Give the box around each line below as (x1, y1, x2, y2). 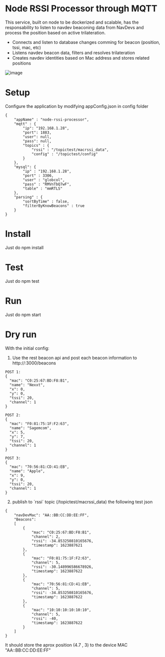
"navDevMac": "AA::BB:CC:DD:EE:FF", (14, 513, 90, 518)
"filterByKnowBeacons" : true (23, 203, 85, 208)
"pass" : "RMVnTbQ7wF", (23, 182, 71, 187)
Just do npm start (5, 311, 41, 318)
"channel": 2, (31, 534, 61, 539)
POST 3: (5, 456, 21, 460)
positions (12, 60, 31, 66)
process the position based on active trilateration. (5, 30, 106, 35)
